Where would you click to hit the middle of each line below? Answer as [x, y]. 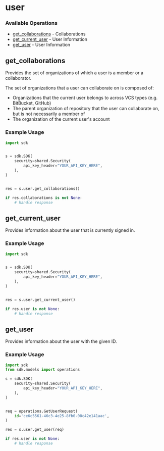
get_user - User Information [41, 45]
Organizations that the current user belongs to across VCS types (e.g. [85, 98]
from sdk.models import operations [43, 370]
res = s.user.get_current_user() [40, 299]
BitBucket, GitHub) [32, 103]
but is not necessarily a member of [49, 114]
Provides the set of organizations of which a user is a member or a [74, 73]
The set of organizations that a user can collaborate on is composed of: [79, 88]
